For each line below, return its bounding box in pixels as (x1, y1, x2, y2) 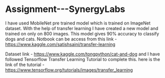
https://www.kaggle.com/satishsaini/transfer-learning (5, 41, 116, 47)
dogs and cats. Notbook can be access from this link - (5, 36, 117, 42)
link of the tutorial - (5, 61, 45, 67)
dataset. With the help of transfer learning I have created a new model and (5, 25, 158, 31)
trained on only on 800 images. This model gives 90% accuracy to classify (5, 30, 159, 36)
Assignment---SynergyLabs (5, 3, 125, 15)
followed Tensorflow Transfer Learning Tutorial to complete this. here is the (5, 56, 160, 62)
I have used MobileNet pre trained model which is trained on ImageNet (5, 20, 151, 26)
